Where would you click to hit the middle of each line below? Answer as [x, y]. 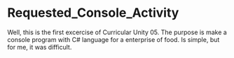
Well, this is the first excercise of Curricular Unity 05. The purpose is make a [117, 32]
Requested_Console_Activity [93, 13]
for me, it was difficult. [40, 47]
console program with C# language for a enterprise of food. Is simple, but [113, 39]
